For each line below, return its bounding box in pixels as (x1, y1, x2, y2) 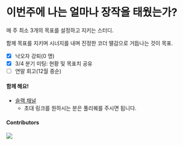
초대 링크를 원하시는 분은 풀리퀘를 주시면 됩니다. (23, 105, 137, 112)
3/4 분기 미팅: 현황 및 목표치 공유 (14, 60, 93, 67)
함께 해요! (6, 82, 29, 89)
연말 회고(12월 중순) (14, 68, 62, 75)
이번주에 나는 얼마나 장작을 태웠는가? (6, 5, 178, 19)
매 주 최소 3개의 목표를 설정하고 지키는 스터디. (6, 27, 114, 34)
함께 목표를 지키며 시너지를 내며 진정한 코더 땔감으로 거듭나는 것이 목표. (6, 39, 173, 47)
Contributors (6, 118, 40, 126)
